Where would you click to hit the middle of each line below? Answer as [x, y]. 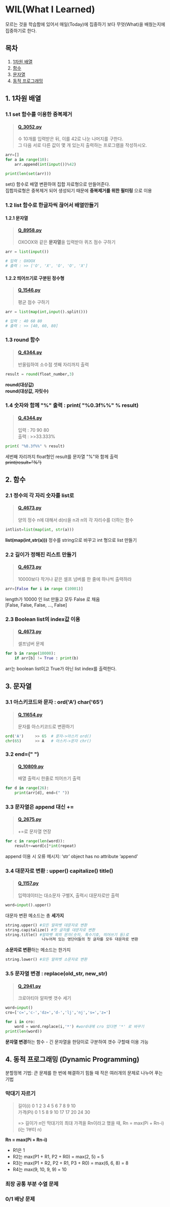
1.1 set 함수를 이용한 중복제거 [39, 115]
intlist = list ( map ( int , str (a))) [40, 530]
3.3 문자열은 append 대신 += [40, 807]
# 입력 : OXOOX [20, 261]
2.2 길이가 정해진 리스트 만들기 [41, 555]
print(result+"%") [23, 462]
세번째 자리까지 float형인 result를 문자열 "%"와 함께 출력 [62, 456]
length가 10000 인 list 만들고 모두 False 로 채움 [53, 599]
